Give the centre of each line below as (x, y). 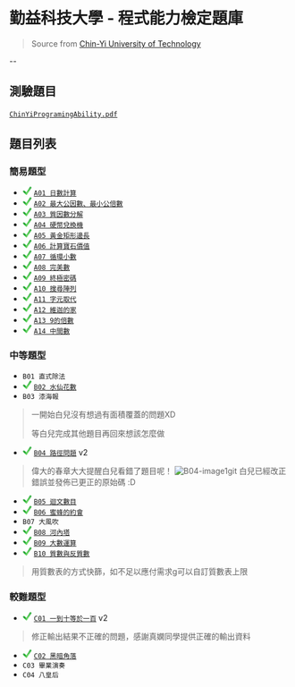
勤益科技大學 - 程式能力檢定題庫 (126, 18)
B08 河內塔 (52, 532)
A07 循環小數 (55, 257)
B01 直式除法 (43, 377)
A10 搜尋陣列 (55, 289)
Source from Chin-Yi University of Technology (116, 43)
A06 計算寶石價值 (62, 247)
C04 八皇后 (41, 675)
